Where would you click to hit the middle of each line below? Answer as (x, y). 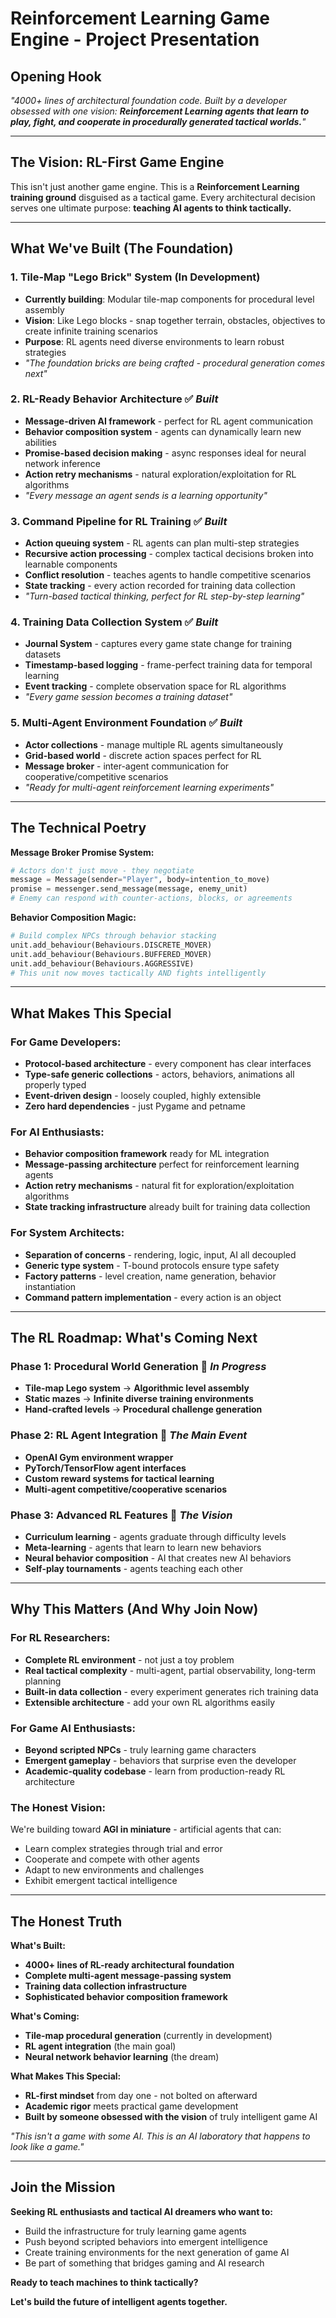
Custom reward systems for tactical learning (119, 1478)
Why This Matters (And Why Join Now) (134, 1609)
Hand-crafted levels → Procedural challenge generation (143, 1409)
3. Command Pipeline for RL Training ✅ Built (119, 521)
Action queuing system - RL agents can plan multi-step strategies (162, 543)
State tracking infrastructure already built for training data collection (167, 1207)
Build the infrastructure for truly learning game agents (135, 2231)
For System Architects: (67, 1233)
